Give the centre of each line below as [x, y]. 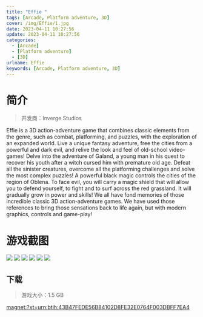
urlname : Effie [25, 63]
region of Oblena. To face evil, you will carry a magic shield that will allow [98, 182]
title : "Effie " [27, 12]
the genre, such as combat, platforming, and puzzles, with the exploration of [101, 137]
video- [177, 150]
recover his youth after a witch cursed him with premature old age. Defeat [98, 163]
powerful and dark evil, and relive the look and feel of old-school [87, 150]
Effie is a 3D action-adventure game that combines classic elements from [98, 131]
